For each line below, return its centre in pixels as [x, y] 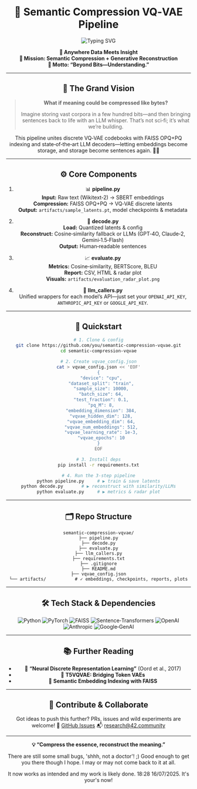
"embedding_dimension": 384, [101, 410]
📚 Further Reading [98, 651]
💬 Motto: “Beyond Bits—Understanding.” [98, 65]
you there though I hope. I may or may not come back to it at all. [98, 763]
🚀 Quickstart [98, 326]
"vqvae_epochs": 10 [101, 438]
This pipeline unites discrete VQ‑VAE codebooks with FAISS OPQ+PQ [98, 138]
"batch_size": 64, [101, 394]
